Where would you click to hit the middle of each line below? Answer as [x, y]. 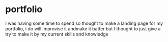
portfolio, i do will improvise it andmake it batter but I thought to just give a [83, 28]
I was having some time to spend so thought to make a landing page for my [84, 23]
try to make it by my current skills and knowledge [57, 34]
